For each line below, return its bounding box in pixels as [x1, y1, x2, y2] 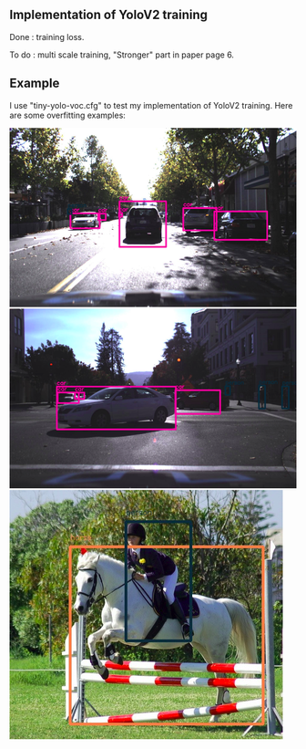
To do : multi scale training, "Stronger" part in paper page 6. [9, 49, 235, 60]
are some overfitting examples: [9, 109, 126, 120]
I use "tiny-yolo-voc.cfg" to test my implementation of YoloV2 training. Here [9, 99, 293, 110]
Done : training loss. [9, 31, 85, 42]
